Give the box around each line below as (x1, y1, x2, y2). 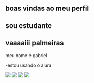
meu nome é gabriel (5, 52, 47, 58)
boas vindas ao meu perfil (5, 4, 89, 13)
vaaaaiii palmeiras (5, 39, 65, 47)
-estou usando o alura (5, 62, 52, 68)
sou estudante (5, 21, 52, 30)
